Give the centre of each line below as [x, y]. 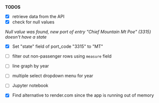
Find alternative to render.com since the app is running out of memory [83, 95]
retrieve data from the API [38, 16]
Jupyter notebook [30, 85]
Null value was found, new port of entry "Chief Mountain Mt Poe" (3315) [78, 32]
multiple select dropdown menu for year [53, 76]
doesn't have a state [26, 37]
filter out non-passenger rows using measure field [62, 56]
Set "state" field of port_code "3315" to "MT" [58, 46]
